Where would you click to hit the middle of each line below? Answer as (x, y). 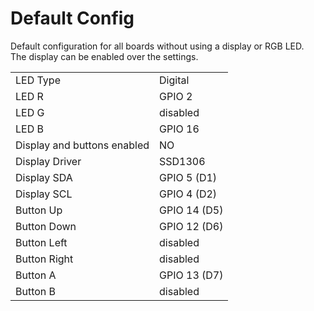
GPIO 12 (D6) (191, 226)
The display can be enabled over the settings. (104, 56)
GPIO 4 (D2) (188, 194)
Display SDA (44, 177)
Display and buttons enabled (82, 145)
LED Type (38, 80)
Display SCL (44, 194)
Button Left (41, 242)
